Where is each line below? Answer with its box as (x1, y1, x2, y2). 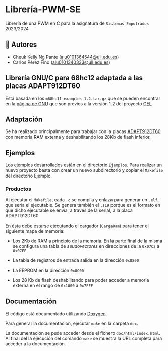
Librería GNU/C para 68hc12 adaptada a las (5, 74, 143, 82)
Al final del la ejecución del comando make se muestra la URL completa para (5, 335, 162, 342)
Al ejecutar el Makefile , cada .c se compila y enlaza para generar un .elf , (5, 197, 159, 203)
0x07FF (12, 249, 27, 254)
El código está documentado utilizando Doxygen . (5, 311, 107, 317)
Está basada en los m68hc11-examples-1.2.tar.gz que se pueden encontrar (5, 95, 160, 101)
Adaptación (5, 115, 43, 123)
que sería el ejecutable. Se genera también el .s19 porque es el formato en (5, 202, 160, 208)
